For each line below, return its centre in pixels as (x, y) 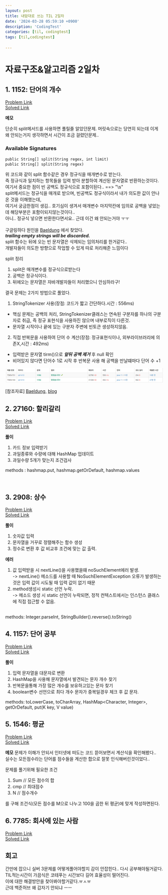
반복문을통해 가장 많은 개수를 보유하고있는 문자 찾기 (63, 685)
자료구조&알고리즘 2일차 (52, 70)
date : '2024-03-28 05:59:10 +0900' (42, 21)
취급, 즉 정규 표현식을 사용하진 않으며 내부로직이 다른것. (76, 320)
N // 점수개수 (25, 793)
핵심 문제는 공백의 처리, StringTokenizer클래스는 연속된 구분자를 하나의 (82, 314)
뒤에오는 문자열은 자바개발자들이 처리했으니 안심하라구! (66, 282)
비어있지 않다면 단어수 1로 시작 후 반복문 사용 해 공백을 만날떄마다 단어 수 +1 (86, 361)
